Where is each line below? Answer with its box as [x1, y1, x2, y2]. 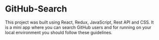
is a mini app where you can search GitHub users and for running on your [5, 24, 152, 30]
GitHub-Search [5, 3, 67, 14]
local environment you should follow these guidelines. [5, 29, 112, 35]
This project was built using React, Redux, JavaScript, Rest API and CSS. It [5, 19, 154, 25]
